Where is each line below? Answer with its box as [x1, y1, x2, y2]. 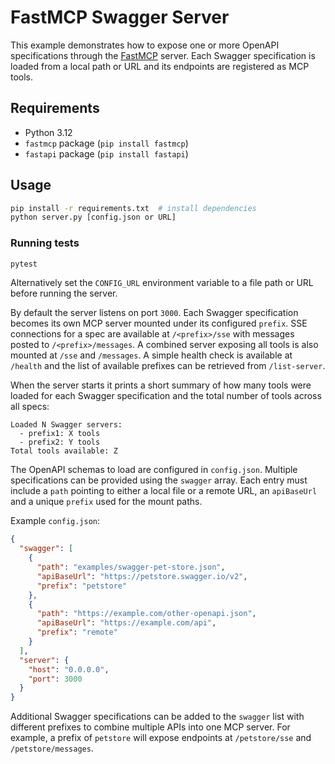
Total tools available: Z [10, 446, 118, 456]
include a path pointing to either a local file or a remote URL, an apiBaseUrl [10, 485, 318, 497]
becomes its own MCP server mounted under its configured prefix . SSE [10, 317, 308, 330]
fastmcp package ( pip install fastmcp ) [24, 137, 189, 149]
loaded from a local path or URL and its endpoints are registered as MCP [10, 60, 310, 72]
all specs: [10, 401, 50, 413]
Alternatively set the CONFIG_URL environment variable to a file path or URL [10, 277, 314, 289]
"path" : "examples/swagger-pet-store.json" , [36, 562, 226, 573]
